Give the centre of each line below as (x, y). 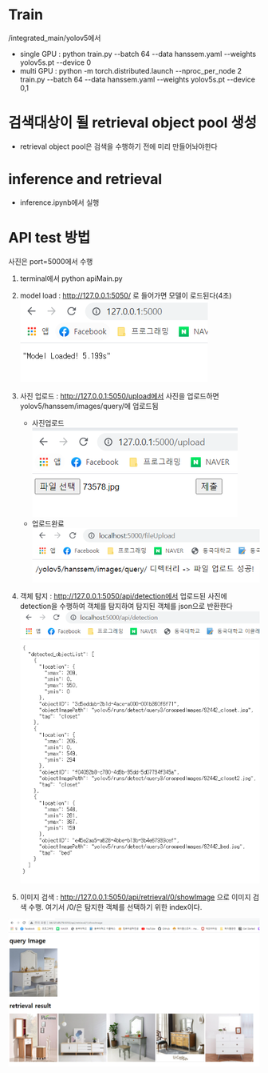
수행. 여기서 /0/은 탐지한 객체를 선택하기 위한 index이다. (115, 907)
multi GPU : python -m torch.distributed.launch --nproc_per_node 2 (130, 70)
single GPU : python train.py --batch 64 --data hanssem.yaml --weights (138, 54)
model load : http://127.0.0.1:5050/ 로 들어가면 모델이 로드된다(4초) (126, 295)
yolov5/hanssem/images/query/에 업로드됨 (89, 406)
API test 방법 (49, 238)
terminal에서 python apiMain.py (71, 278)
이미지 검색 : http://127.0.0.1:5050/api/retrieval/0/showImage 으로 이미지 (135, 897)
